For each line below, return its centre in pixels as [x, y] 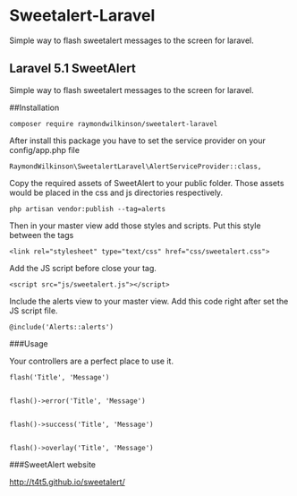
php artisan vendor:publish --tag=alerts [88, 209]
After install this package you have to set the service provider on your [137, 141]
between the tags [42, 235]
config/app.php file [45, 150]
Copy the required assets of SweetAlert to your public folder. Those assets [147, 183]
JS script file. [34, 311]
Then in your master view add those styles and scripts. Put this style [135, 226]
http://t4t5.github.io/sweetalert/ [67, 482]
